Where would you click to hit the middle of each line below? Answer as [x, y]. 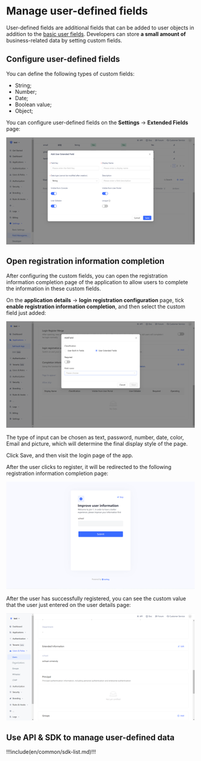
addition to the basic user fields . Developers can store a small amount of [96, 34]
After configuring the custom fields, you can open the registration [87, 276]
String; [23, 85]
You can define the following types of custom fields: [70, 74]
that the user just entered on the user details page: [68, 605]
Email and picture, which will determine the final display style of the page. [97, 444]
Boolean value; [33, 104]
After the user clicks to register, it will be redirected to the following [89, 467]
